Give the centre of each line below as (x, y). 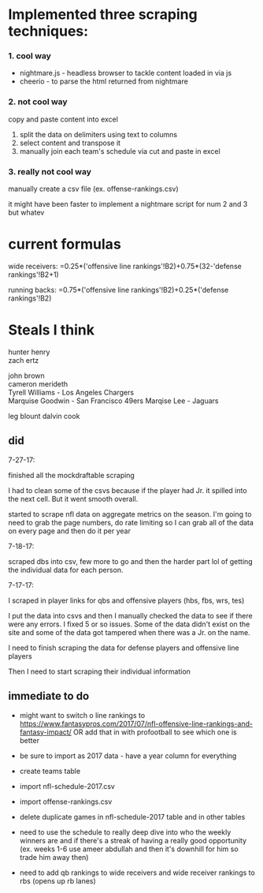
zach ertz (24, 360)
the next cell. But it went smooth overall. (73, 499)
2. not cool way (38, 102)
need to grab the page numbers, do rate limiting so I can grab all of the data (131, 522)
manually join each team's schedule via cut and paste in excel (120, 151)
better (29, 740)
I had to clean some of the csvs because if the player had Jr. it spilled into (128, 490)
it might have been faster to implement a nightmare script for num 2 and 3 (128, 204)
